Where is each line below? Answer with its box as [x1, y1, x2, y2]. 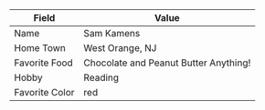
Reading [83, 72, 120, 84]
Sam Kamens [83, 27, 141, 39]
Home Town [14, 42, 67, 54]
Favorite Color [14, 86, 75, 98]
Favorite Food [14, 56, 73, 69]
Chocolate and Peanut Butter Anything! [83, 56, 251, 69]
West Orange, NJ [83, 42, 157, 54]
